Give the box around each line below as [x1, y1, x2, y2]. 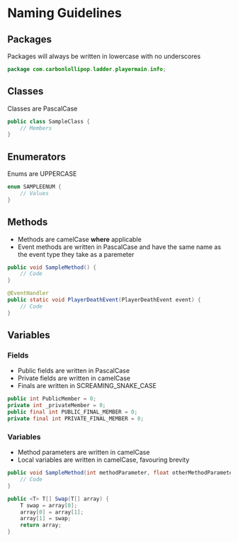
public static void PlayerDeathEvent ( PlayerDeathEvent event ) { [7, 297, 201, 304]
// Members [20, 124, 52, 132]
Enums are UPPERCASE [7, 170, 77, 178]
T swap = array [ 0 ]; [20, 502, 78, 509]
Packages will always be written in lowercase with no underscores [7, 52, 201, 60]
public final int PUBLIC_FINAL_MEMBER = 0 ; [7, 409, 138, 416]
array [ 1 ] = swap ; [20, 515, 72, 522]
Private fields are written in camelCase [17, 374, 131, 382]
